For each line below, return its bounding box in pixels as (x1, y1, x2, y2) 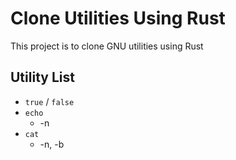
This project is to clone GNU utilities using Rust (10, 40, 204, 52)
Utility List (10, 69, 75, 86)
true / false (24, 95, 75, 107)
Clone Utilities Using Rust (10, 7, 226, 30)
